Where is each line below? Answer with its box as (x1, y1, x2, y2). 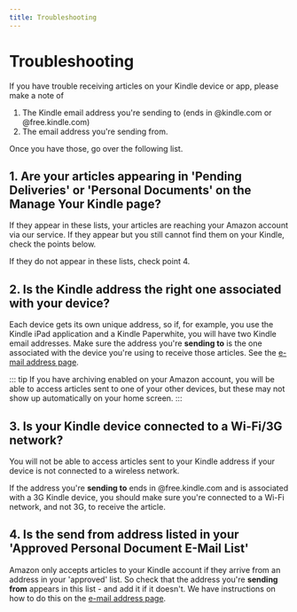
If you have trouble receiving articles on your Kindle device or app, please (9, 81, 279, 91)
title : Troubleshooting (9, 12, 98, 22)
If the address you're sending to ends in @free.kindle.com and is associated (9, 483, 289, 493)
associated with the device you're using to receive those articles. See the (9, 348, 277, 358)
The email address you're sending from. (21, 126, 168, 137)
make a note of (9, 90, 65, 100)
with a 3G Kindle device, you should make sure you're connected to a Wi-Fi (9, 492, 285, 502)
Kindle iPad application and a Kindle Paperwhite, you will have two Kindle (9, 329, 277, 340)
